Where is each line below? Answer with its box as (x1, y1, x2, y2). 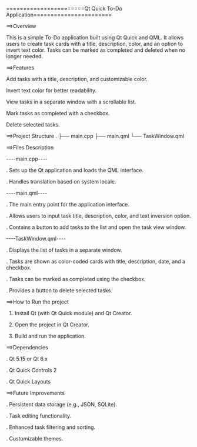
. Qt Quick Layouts (6, 378, 51, 385)
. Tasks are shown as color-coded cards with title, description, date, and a (6, 258, 186, 265)
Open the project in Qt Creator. (14, 321, 89, 328)
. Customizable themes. (6, 435, 64, 442)
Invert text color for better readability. (6, 87, 97, 94)
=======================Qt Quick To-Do (6, 5, 122, 12)
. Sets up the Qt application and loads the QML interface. (6, 167, 144, 174)
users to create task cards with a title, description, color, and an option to (6, 41, 183, 47)
